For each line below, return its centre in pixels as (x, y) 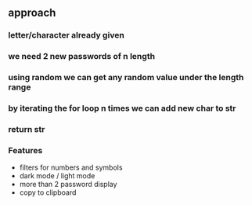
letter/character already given (67, 35)
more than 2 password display (68, 185)
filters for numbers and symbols (71, 167)
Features (25, 150)
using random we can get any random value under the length (126, 78)
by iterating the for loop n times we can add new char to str (122, 108)
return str (27, 129)
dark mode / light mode (57, 176)
